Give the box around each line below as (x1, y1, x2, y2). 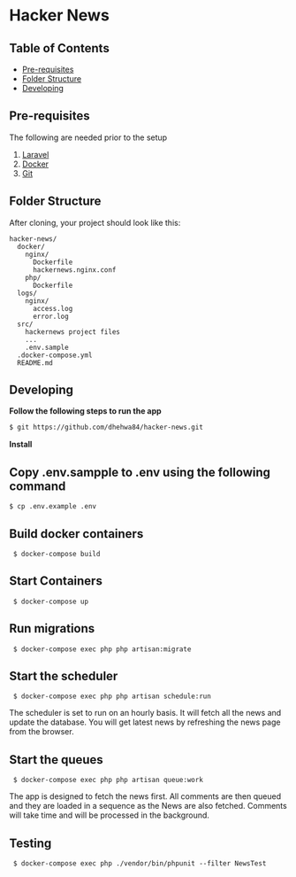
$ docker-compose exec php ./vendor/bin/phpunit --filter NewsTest (12, 859, 267, 868)
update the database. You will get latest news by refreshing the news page (9, 717, 281, 727)
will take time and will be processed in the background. (9, 810, 210, 820)
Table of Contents (9, 41, 110, 56)
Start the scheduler (9, 668, 118, 683)
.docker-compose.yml (17, 351, 93, 360)
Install (9, 439, 33, 450)
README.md (17, 358, 53, 368)
